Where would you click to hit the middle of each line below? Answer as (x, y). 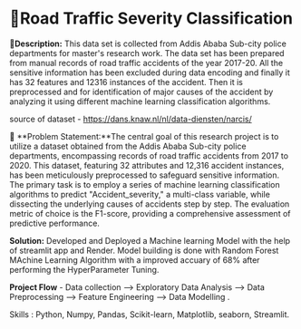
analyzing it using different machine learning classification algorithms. (140, 101)
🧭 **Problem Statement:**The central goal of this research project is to (144, 136)
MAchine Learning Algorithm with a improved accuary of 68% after (135, 260)
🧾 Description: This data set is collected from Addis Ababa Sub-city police (148, 44)
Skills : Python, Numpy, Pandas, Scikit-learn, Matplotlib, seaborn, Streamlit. (150, 314)
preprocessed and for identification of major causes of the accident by (141, 92)
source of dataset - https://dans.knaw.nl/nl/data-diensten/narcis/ (131, 119)
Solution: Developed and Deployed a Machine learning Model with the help (150, 240)
